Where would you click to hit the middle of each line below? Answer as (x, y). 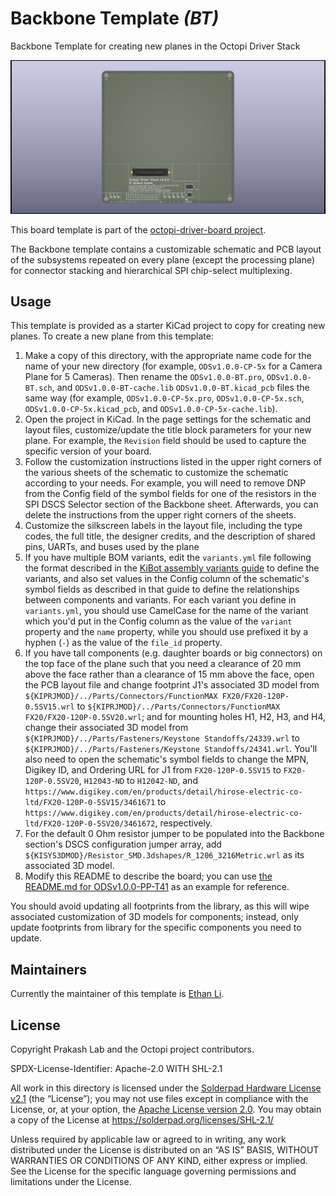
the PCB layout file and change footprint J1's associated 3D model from (172, 685)
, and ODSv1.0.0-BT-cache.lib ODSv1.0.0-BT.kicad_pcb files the (180, 388)
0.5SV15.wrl (49, 707)
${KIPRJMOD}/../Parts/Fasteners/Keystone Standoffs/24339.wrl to (162, 738)
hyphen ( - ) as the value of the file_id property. (123, 643)
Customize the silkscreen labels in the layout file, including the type (163, 526)
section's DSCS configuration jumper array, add (123, 844)
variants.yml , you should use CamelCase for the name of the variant (166, 611)
